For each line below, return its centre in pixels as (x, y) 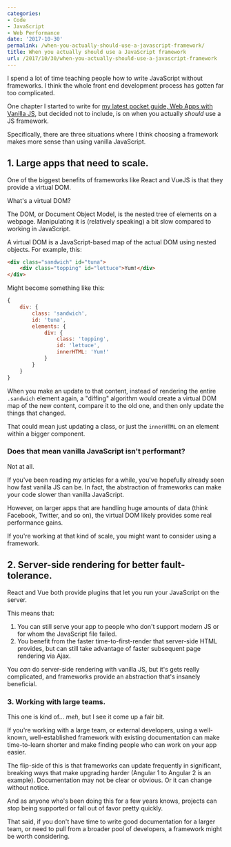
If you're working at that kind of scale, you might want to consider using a (112, 536)
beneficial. (22, 683)
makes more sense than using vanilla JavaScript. (77, 142)
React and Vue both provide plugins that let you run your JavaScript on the (113, 592)
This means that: (31, 613)
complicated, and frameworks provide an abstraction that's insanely (104, 676)
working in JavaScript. (39, 228)
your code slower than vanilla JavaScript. (66, 494)
